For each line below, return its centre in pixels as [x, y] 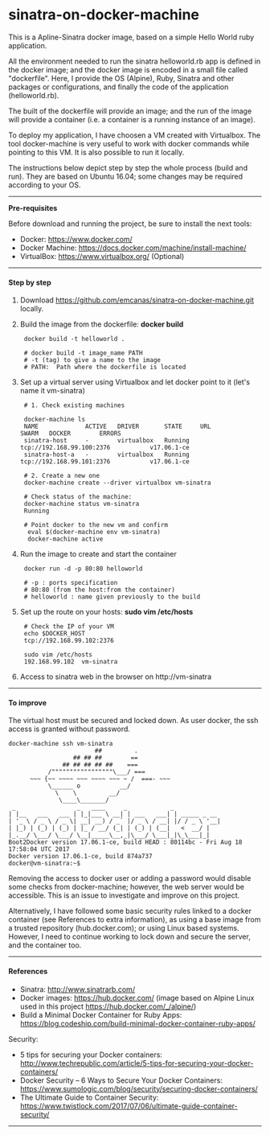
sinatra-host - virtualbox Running [107, 441]
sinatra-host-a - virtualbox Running [107, 455]
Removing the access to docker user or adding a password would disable [130, 878]
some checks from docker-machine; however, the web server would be [127, 887]
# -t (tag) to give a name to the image [92, 360]
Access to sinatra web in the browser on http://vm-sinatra [116, 676]
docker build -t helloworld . [74, 339]
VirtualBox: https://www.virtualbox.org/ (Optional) [102, 256]
